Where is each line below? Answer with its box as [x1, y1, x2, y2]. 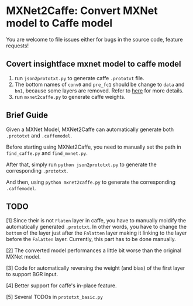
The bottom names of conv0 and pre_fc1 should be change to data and [14, 81, 185, 88]
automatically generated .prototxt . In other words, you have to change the [6, 224, 187, 231]
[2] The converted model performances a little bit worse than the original [6, 247, 182, 254]
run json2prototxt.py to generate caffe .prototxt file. [14, 74, 144, 81]
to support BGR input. [6, 271, 58, 278]
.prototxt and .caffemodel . [6, 132, 72, 139]
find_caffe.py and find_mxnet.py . [6, 149, 88, 156]
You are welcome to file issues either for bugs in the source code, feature [6, 36, 183, 43]
